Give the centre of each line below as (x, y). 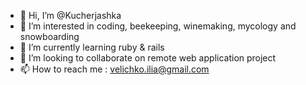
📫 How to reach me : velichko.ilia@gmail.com (114, 69)
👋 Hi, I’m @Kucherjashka (70, 15)
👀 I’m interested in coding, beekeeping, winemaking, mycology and (158, 26)
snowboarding (49, 36)
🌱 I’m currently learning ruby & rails (92, 47)
